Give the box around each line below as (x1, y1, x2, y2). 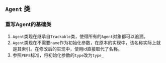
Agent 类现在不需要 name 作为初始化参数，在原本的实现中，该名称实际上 (12, 39, 157, 45)
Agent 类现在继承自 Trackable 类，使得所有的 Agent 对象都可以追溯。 (12, 33, 148, 39)
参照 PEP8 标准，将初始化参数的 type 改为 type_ (12, 52, 104, 58)
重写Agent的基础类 (5, 21, 52, 28)
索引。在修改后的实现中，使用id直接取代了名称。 (21, 45, 122, 51)
